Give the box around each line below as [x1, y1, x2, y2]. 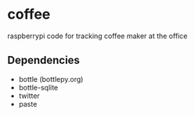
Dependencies [7, 54, 80, 67]
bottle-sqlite [18, 83, 59, 92]
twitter [18, 91, 40, 100]
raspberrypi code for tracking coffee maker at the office [7, 31, 188, 40]
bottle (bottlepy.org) [18, 74, 84, 83]
